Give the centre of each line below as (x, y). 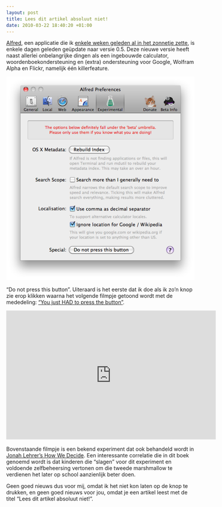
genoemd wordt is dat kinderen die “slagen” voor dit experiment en (89, 462)
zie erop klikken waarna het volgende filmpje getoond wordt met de (89, 296)
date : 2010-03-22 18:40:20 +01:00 (49, 25)
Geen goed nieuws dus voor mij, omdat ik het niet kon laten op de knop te (97, 486)
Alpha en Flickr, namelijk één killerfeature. (58, 68)
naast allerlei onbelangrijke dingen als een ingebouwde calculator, (88, 56)
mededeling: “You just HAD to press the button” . (65, 303)
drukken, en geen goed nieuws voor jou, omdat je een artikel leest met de (97, 493)
